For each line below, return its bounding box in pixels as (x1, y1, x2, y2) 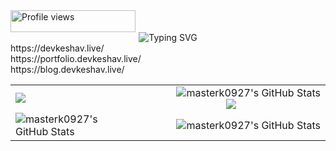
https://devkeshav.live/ (10, 42, 105, 54)
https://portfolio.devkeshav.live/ (10, 53, 142, 64)
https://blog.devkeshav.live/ (10, 64, 125, 75)
